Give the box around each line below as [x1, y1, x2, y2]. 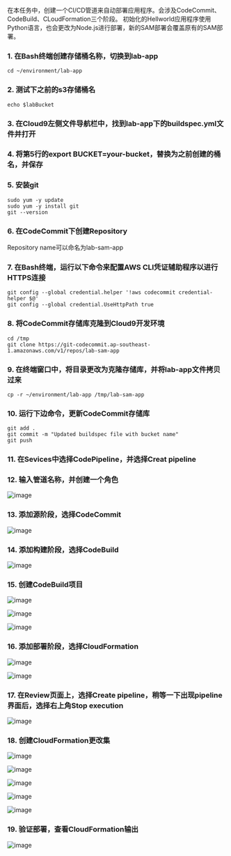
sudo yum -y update [7, 196, 64, 203]
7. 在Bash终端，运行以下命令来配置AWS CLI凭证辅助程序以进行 [7, 262, 218, 272]
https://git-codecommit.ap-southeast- [38, 341, 151, 348]
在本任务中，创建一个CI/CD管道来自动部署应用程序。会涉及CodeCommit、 [7, 6, 221, 14]
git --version [7, 208, 49, 216]
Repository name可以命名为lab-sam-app [7, 243, 124, 252]
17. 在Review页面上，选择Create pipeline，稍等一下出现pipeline [7, 690, 223, 700]
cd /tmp [7, 335, 30, 342]
